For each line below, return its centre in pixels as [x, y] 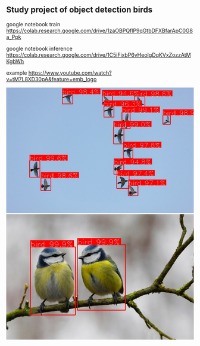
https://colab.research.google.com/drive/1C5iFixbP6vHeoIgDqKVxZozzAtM [99, 55]
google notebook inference [39, 48]
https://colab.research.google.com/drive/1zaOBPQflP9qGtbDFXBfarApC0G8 [100, 30]
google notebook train [33, 24]
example [17, 73]
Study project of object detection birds [79, 10]
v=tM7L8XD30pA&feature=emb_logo [51, 79]
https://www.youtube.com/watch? [70, 73]
